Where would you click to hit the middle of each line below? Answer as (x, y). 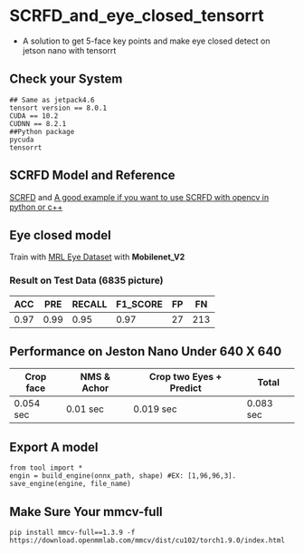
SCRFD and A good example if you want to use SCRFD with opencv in (139, 197)
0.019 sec (156, 409)
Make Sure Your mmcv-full (86, 512)
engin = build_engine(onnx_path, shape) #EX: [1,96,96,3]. (123, 476)
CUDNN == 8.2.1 (38, 123)
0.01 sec (85, 409)
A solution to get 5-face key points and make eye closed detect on (146, 41)
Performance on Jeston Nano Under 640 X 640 (146, 351)
